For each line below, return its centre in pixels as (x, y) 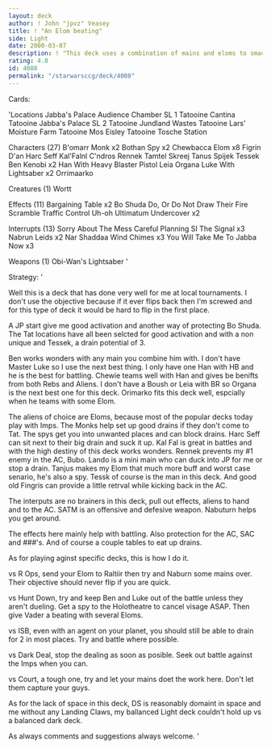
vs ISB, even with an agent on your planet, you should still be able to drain (131, 630)
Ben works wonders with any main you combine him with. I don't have (125, 358)
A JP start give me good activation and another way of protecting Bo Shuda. (135, 325)
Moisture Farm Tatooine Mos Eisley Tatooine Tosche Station (108, 132)
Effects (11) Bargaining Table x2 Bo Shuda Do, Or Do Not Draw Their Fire (128, 204)
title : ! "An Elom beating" (56, 31)
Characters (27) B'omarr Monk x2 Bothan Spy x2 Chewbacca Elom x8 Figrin (135, 147)
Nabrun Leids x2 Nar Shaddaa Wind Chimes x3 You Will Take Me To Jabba (132, 237)
